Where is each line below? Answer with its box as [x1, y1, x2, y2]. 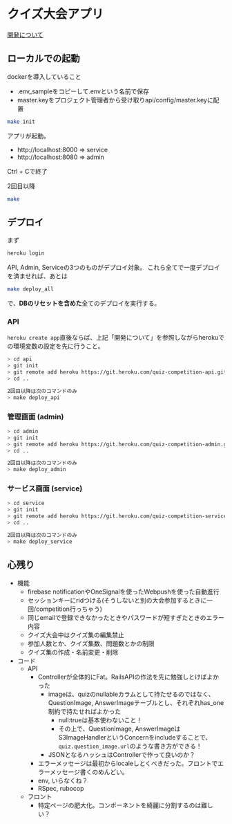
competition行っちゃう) [35, 605, 102, 613]
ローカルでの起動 [7, 53, 80, 64]
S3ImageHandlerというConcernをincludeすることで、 [58, 733, 212, 741]
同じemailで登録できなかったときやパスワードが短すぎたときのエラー [27, 613, 224, 621]
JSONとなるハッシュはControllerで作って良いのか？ [48, 750, 195, 758]
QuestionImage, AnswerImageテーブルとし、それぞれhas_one [48, 698, 224, 706]
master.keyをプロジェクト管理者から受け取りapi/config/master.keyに [17, 95, 213, 104]
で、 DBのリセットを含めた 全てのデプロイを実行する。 [7, 299, 161, 308]
